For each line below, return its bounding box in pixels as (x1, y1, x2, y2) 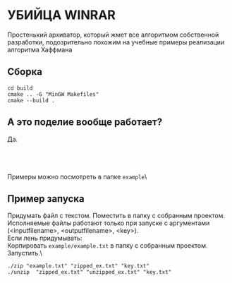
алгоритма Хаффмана (7, 45, 73, 54)
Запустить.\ (7, 249, 42, 258)
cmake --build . (7, 97, 55, 104)
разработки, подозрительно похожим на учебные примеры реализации (7, 37, 225, 46)
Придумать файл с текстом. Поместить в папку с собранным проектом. (7, 212, 226, 220)
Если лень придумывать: (7, 234, 83, 243)
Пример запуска (7, 193, 85, 205)
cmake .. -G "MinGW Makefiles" (7, 90, 99, 98)
